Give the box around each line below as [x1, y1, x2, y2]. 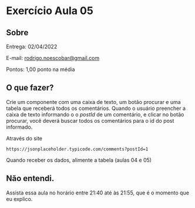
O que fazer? [6, 83, 54, 93]
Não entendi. [6, 173, 55, 183]
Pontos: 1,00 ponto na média [6, 66, 75, 73]
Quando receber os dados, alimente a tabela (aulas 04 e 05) [6, 156, 152, 163]
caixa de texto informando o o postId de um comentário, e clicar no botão [6, 110, 184, 118]
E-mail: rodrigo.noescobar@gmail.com [6, 55, 100, 61]
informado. [6, 123, 33, 130]
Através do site [6, 135, 43, 142]
